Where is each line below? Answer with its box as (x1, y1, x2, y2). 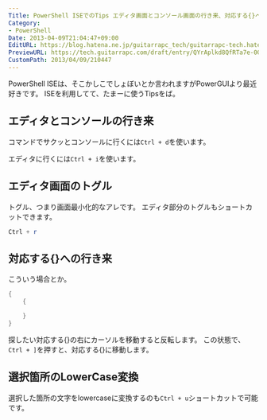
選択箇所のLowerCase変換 (8, 371, 139, 384)
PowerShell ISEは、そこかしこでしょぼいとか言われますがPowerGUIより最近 (8, 79, 257, 88)
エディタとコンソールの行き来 (8, 115, 154, 128)
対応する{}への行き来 (8, 251, 113, 265)
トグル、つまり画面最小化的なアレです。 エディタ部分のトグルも (8, 202, 219, 212)
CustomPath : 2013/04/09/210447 (8, 56, 112, 64)
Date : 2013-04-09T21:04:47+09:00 (8, 33, 119, 42)
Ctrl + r (8, 227, 37, 235)
